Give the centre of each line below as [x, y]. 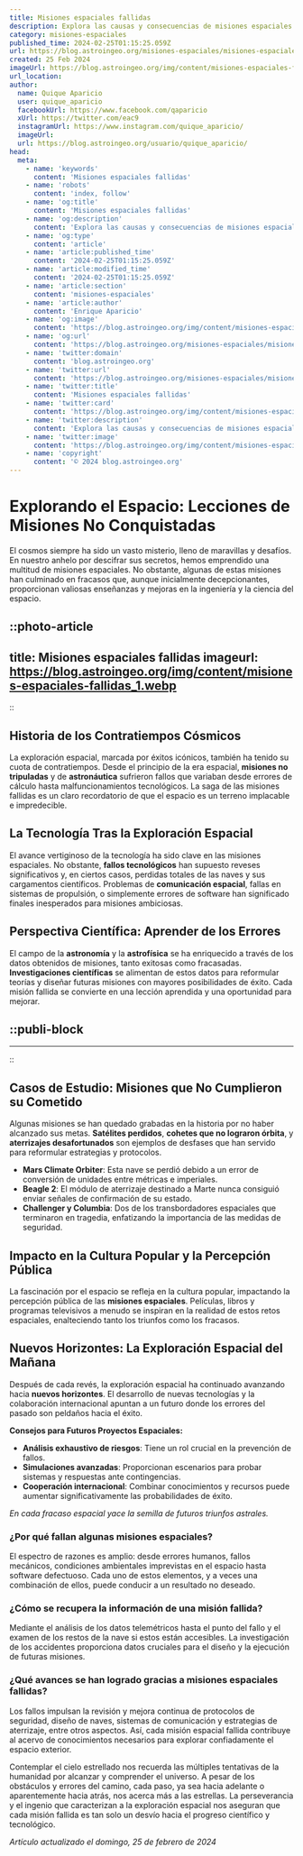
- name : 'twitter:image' [72, 437]
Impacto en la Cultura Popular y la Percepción [140, 1255]
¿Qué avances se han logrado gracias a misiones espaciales [144, 1680]
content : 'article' [69, 244]
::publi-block [46, 1029]
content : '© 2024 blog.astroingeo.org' [108, 462]
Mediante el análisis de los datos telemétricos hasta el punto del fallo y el [145, 1628]
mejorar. [25, 1001]
